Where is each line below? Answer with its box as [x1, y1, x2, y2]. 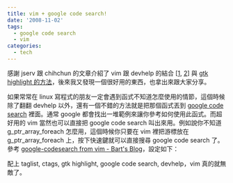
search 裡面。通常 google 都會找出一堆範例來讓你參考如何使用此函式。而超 [7, 109, 223, 118]
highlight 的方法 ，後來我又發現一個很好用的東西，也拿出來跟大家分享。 [7, 77, 211, 86]
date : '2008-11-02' [7, 17, 64, 24]
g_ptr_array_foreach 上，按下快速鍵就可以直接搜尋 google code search [7, 136, 210, 144]
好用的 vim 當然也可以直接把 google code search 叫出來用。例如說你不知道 [7, 118, 222, 127]
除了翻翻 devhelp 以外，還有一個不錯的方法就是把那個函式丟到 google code [7, 101, 224, 109]
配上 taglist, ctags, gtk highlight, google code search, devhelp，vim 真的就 [7, 159, 220, 168]
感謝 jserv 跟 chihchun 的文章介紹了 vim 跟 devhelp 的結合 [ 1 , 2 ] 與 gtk [7, 69, 209, 77]
